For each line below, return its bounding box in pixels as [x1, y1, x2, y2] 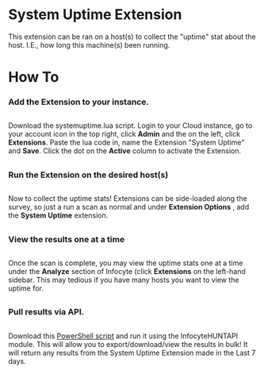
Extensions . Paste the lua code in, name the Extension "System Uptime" [8, 137, 245, 148]
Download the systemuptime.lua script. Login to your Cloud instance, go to [8, 121, 253, 130]
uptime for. [8, 283, 44, 293]
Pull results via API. [8, 307, 85, 318]
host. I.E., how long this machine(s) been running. [8, 40, 170, 49]
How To [8, 68, 59, 87]
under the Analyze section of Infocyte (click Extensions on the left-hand [8, 267, 246, 276]
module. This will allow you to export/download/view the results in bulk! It [8, 339, 248, 349]
